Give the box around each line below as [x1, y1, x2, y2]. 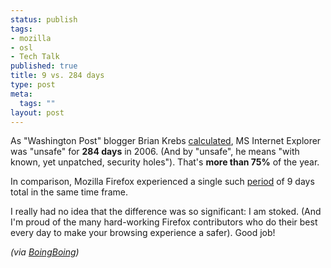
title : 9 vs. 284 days [10, 71, 105, 81]
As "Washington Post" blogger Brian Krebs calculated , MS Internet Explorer [10, 135, 322, 147]
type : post [10, 80, 56, 90]
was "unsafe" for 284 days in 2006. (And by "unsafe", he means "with [10, 146, 300, 158]
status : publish [10, 14, 78, 25]
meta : [10, 89, 33, 99]
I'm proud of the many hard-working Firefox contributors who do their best [10, 216, 318, 228]
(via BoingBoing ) [10, 246, 80, 258]
